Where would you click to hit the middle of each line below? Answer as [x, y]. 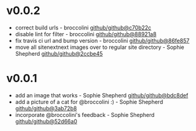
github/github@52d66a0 [46, 121]
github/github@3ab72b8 [46, 108]
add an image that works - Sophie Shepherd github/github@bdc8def [102, 95]
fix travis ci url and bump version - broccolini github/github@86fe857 [102, 40]
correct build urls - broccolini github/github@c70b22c [83, 28]
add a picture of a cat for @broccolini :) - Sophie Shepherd [89, 102]
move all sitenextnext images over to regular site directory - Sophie [100, 47]
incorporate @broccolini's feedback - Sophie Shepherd [85, 114]
